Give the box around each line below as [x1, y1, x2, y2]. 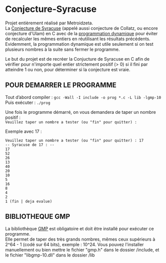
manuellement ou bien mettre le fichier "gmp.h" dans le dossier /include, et [5, 247, 160, 253]
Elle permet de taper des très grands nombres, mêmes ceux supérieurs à [5, 236, 156, 242]
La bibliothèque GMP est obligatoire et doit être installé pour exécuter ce [5, 225, 154, 232]
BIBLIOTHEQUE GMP [5, 212, 70, 221]
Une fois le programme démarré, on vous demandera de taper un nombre [5, 109, 156, 115]
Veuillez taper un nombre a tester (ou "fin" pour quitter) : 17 [5, 138, 144, 143]
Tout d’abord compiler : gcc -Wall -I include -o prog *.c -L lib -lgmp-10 [5, 94, 161, 100]
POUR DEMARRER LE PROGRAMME [5, 81, 117, 89]
